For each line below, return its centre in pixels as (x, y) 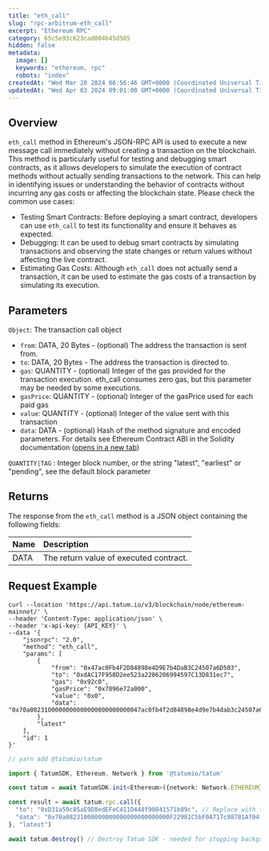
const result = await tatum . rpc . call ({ (75, 802)
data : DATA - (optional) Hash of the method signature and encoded (130, 430)
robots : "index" (42, 75)
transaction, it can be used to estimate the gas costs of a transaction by (138, 276)
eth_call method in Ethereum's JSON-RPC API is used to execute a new (128, 142)
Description (66, 544)
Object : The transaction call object (65, 330)
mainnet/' (25, 611)
